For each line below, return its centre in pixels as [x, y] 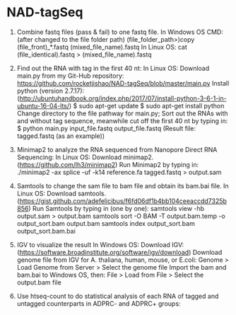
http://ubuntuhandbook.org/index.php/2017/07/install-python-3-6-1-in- [123, 98]
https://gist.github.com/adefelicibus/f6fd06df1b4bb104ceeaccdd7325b [123, 201]
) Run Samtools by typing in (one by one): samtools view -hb [117, 208]
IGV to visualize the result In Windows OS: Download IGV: [100, 244]
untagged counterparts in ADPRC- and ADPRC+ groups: [99, 303]
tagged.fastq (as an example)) [61, 136]
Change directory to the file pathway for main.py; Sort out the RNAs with [122, 113]
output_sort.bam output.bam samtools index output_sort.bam [106, 223]
